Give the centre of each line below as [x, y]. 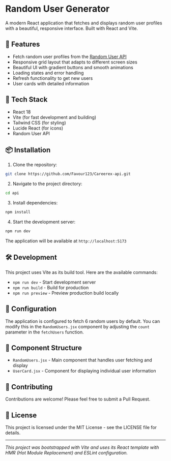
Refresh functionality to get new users [53, 78]
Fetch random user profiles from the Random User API [69, 56]
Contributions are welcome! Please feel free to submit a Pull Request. [78, 399]
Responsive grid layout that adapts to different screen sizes [75, 62]
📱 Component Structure [44, 348]
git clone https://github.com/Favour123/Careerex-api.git [68, 174]
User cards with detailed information [51, 83]
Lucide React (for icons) [38, 128]
